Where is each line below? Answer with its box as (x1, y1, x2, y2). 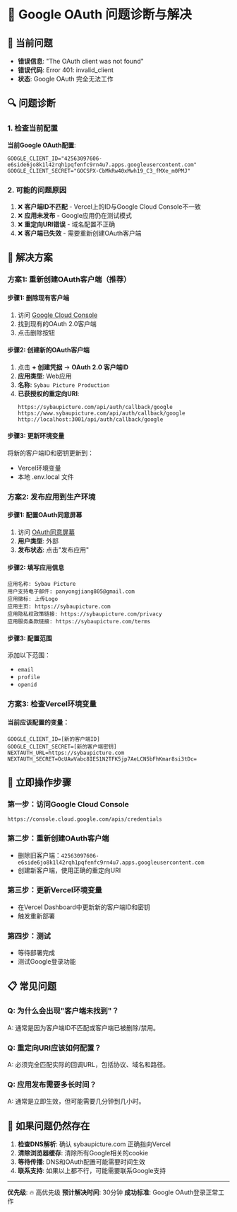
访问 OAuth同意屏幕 (17, 528, 75, 536)
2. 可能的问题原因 (7, 185, 67, 195)
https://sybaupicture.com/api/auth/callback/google (17, 403, 173, 410)
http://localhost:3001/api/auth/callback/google (17, 415, 164, 423)
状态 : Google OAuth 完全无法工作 (17, 75, 114, 83)
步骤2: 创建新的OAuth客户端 (7, 346, 90, 354)
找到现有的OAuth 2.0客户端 (17, 319, 97, 328)
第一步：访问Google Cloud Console (7, 799, 129, 809)
